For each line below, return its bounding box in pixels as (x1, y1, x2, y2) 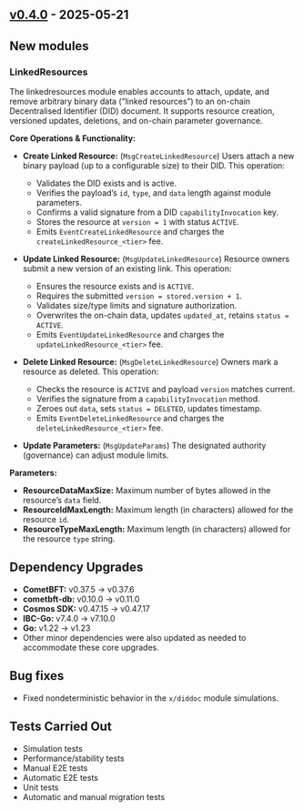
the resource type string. (22, 533, 116, 544)
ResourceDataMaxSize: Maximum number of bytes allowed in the (22, 485, 271, 496)
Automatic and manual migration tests (22, 791, 166, 802)
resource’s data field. (22, 495, 102, 506)
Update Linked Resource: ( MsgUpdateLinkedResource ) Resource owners (22, 254, 289, 265)
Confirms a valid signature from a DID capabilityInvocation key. (35, 207, 279, 218)
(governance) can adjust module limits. (22, 450, 169, 461)
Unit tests (22, 782, 59, 793)
